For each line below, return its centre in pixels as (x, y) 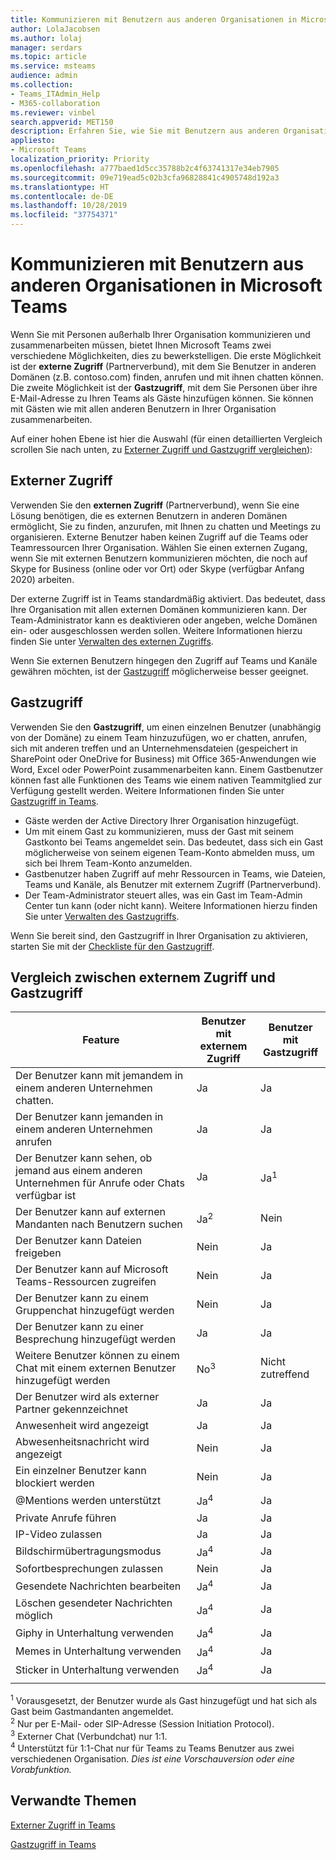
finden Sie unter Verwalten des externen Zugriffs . (112, 641)
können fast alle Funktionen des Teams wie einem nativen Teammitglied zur (166, 780)
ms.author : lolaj (46, 38)
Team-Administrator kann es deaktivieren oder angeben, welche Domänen (164, 620)
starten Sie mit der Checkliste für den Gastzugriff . (112, 946)
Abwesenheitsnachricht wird (82, 1442)
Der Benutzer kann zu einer (79, 1327)
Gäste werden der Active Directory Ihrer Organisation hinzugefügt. (161, 820)
